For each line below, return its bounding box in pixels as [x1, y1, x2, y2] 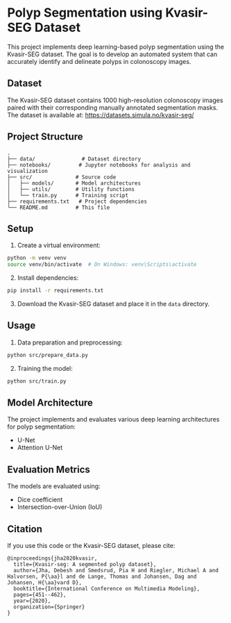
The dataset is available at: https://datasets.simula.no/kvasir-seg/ [7, 110, 194, 119]
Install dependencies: [17, 274, 79, 282]
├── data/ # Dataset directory [7, 155, 141, 163]
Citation [7, 523, 43, 535]
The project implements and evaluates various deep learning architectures [7, 415, 220, 424]
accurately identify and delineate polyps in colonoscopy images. [7, 57, 191, 65]
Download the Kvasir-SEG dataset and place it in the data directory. [17, 300, 210, 308]
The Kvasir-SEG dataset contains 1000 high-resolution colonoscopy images [7, 96, 223, 104]
